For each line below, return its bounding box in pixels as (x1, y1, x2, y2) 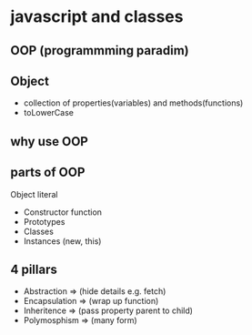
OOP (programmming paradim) (10, 43, 189, 58)
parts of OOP (10, 165, 86, 180)
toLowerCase (23, 107, 74, 118)
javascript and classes (10, 6, 184, 27)
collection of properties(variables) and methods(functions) (23, 97, 244, 108)
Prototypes (23, 216, 66, 227)
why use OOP (10, 134, 89, 149)
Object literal (10, 188, 58, 199)
